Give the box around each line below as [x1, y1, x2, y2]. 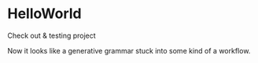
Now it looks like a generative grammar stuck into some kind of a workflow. [7, 46, 251, 55]
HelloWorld [7, 5, 82, 23]
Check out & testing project [7, 31, 96, 40]
